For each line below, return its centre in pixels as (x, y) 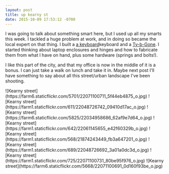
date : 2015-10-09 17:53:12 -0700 (40, 19)
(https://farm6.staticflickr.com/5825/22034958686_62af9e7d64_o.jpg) (79, 118)
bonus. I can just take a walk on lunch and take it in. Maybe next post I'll (80, 70)
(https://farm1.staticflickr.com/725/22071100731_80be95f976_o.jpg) (75, 161)
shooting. (15, 81)
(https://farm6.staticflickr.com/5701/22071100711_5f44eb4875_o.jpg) (76, 96)
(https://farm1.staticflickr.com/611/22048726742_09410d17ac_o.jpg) (76, 107)
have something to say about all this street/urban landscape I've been (78, 76)
